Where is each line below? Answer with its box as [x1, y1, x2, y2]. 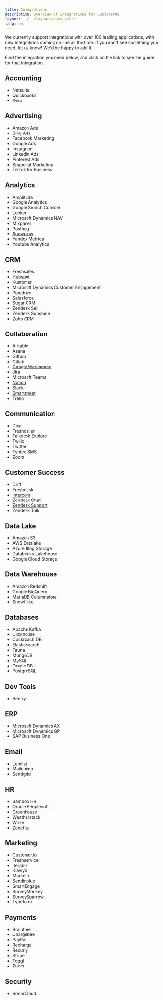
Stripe [12, 953, 25, 959]
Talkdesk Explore [12, 433, 47, 439]
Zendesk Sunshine [12, 310, 50, 316]
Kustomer [12, 279, 32, 285]
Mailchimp [12, 766, 33, 771]
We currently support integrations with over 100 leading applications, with [5, 34, 155, 40]
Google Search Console [12, 204, 60, 210]
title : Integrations [5, 7, 48, 12]
